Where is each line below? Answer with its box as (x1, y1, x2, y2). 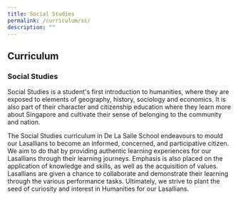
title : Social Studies (7, 10, 75, 18)
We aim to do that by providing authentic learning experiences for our (7, 147, 212, 155)
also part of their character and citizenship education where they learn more (7, 102, 232, 111)
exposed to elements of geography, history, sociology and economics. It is (7, 95, 227, 104)
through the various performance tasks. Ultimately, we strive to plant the (7, 177, 220, 186)
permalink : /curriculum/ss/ (7, 17, 91, 24)
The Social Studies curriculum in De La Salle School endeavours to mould (7, 132, 223, 140)
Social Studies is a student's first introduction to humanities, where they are (7, 88, 229, 96)
